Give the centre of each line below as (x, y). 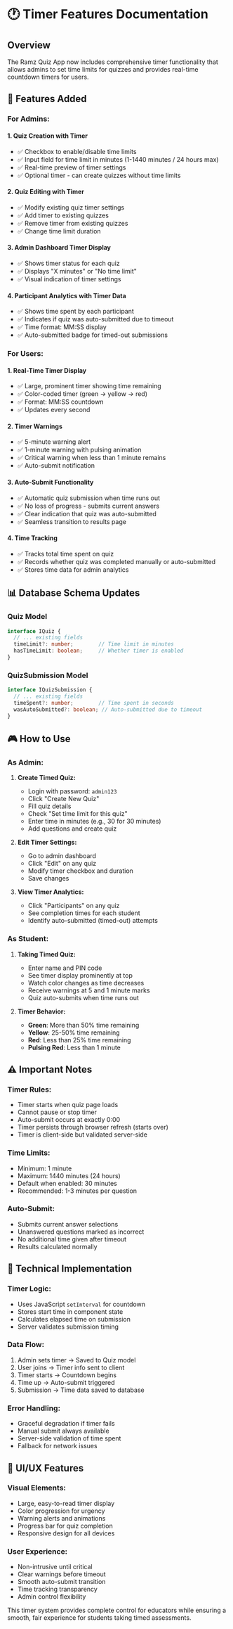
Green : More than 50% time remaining (84, 1025)
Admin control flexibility (52, 1597)
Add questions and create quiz (72, 829)
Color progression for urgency (61, 1511)
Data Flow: (26, 1345)
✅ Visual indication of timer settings (69, 279)
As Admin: (26, 762)
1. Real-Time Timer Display (47, 370)
